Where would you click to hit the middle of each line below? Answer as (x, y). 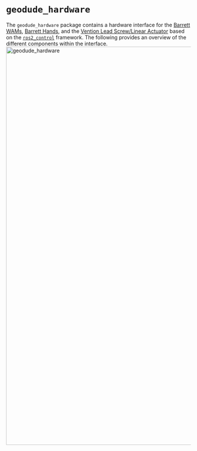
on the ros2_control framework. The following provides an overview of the (96, 37)
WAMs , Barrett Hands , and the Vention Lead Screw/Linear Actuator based (95, 31)
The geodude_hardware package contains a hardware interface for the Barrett (98, 25)
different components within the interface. (57, 43)
